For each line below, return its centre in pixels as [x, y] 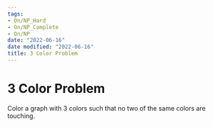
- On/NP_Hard [27, 21]
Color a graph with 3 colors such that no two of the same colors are [106, 108]
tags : [15, 14]
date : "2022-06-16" [36, 40]
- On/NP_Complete [33, 27]
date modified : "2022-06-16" [51, 47]
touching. [21, 116]
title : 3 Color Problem [43, 54]
